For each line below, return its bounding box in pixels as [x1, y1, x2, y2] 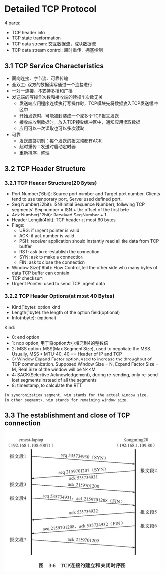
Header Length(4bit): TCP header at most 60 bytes [11, 217, 116, 223]
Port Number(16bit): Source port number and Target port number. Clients [11, 191, 160, 197]
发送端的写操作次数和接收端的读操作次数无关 [11, 94, 103, 100]
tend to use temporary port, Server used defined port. [11, 196, 122, 202]
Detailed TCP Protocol [4, 3, 97, 15]
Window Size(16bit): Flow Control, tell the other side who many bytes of [11, 265, 158, 271]
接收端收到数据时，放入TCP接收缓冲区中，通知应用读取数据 [19, 119, 141, 125]
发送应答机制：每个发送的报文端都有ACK [19, 138, 102, 144]
